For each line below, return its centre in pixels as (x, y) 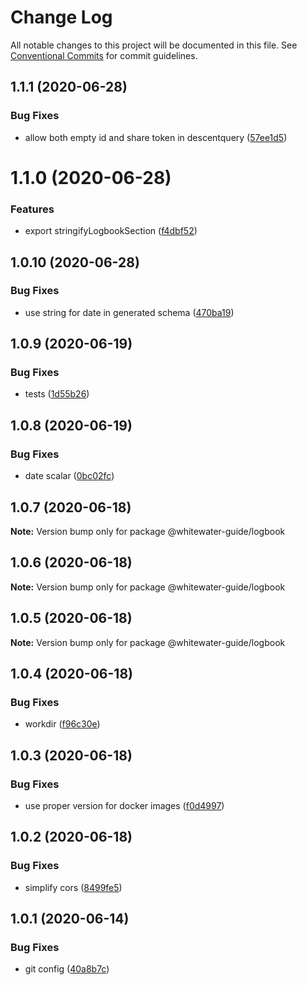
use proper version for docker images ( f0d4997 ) (124, 805)
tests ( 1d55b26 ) (57, 394)
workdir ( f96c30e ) (62, 724)
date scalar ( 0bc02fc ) (69, 476)
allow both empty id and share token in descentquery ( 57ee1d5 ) (156, 137)
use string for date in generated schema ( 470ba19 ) (129, 312)
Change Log (61, 17)
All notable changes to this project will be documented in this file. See (154, 45)
